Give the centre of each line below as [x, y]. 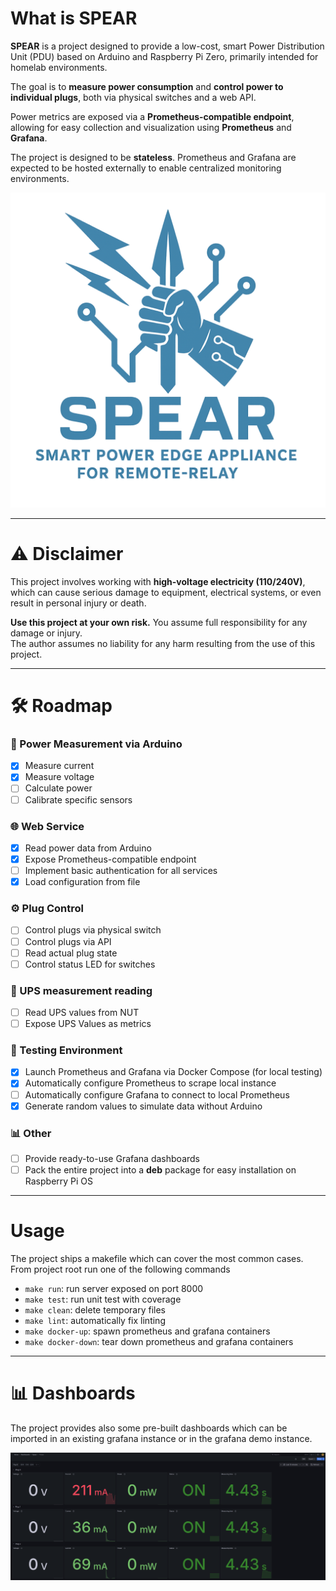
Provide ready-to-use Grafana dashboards [112, 1158]
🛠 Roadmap [61, 706]
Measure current [59, 766]
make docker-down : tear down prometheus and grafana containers [159, 1342]
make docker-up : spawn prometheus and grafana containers [147, 1331]
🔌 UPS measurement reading [81, 990]
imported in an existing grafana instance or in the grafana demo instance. [161, 1438]
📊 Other [31, 1133]
